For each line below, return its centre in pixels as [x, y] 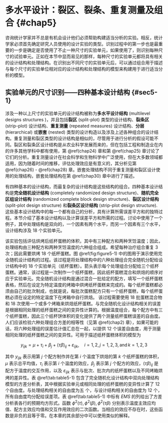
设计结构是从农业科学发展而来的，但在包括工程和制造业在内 [101, 144]
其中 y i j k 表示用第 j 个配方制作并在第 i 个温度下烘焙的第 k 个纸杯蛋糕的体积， [83, 357]
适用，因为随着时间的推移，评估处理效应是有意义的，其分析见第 [71, 163]
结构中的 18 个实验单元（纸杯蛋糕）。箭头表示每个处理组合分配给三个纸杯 [84, 266]
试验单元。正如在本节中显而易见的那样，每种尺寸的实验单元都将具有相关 [88, 56]
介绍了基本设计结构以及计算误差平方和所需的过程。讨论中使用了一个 [92, 218]
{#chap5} [36, 23]
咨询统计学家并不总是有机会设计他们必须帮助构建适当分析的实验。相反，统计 [84, 38]
